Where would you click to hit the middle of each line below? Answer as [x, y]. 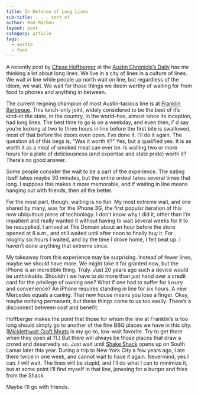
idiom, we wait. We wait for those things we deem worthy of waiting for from [99, 86]
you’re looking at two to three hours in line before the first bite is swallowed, [98, 128]
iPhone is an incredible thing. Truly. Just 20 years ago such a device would [97, 270]
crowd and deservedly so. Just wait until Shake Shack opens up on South [95, 344]
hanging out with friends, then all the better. [59, 190]
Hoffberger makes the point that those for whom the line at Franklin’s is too [97, 319]
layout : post [22, 28]
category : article [29, 34]
